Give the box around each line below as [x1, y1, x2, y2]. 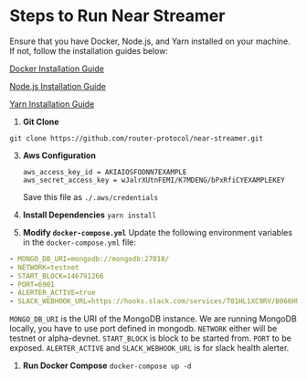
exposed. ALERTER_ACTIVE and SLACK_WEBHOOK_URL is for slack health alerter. [9, 343, 290, 354]
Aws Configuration [22, 150, 96, 161]
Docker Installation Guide [9, 63, 105, 74]
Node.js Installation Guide [9, 80, 107, 91]
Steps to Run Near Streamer [9, 5, 226, 26]
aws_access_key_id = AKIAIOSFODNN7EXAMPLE [22, 167, 187, 176]
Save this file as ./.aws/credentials [22, 191, 158, 202]
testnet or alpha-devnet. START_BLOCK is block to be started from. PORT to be [9, 332, 292, 343]
